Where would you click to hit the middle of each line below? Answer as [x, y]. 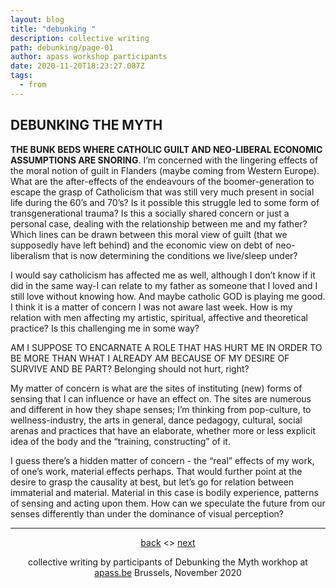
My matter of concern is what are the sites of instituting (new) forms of [156, 388]
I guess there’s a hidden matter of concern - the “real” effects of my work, [162, 460]
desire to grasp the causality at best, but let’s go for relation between [152, 482]
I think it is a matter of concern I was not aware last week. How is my [151, 307]
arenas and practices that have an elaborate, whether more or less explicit [163, 430]
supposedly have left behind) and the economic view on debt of [142, 245]
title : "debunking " [53, 29]
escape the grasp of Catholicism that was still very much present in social [162, 192]
